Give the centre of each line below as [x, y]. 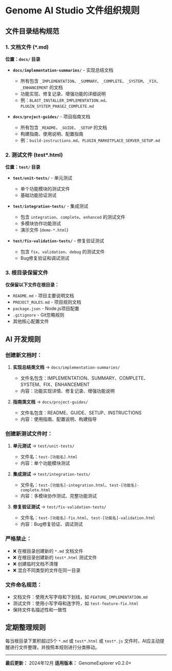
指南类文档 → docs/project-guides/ [50, 402]
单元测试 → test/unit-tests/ [44, 446]
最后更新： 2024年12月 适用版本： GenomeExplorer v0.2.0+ [68, 663]
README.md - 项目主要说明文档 [43, 296]
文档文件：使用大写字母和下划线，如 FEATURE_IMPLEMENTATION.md [80, 597]
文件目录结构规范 [32, 31]
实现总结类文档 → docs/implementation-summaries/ [66, 367]
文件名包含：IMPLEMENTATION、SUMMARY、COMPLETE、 [84, 378]
